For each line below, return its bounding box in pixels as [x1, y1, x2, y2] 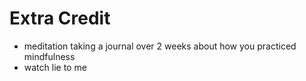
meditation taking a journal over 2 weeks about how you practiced [23, 40, 297, 52]
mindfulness [23, 50, 76, 62]
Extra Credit [9, 7, 111, 30]
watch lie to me [23, 61, 87, 73]
